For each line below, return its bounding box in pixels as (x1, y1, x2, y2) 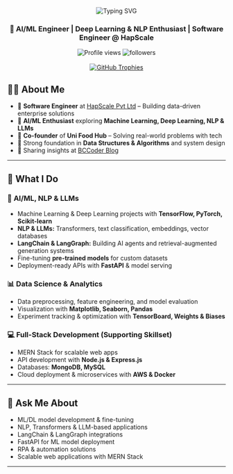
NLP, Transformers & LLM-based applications (17, 423, 148, 432)
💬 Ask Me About (7, 397, 78, 409)
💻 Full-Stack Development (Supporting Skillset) (7, 330, 172, 340)
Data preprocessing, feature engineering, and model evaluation (17, 297, 198, 306)
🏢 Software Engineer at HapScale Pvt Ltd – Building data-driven (17, 102, 201, 111)
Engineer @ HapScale (79, 33, 154, 42)
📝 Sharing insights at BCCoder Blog (17, 146, 119, 155)
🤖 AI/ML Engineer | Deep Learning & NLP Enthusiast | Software (9, 24, 224, 33)
